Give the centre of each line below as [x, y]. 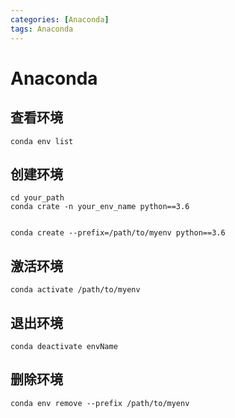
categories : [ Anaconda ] [60, 19]
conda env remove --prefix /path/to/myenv [100, 403]
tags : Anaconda [42, 29]
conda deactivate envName [64, 346]
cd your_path [37, 198]
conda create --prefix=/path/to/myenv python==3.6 [118, 233]
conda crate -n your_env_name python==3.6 [100, 207]
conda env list [42, 141]
